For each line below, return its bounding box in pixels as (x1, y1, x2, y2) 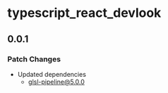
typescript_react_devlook (7, 5, 162, 21)
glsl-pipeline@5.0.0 (28, 77, 85, 86)
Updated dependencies (17, 70, 87, 78)
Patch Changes (7, 54, 61, 64)
